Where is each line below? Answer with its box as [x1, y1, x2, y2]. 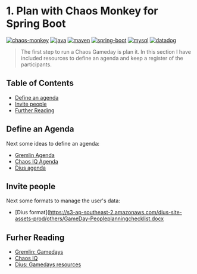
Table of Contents [6, 78, 74, 88]
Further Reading [14, 106, 55, 114]
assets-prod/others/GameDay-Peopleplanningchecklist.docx [14, 215, 164, 222]
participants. [20, 61, 52, 68]
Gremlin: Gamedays [14, 248, 64, 255]
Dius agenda [14, 164, 46, 171]
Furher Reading [6, 232, 65, 242]
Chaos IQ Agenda [14, 158, 58, 165]
